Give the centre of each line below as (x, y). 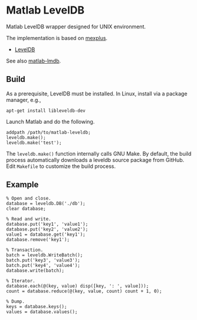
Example (22, 185)
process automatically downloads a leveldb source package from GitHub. (95, 160)
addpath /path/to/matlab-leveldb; (49, 132)
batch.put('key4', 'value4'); (43, 265)
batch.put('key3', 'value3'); (43, 260)
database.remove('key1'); (38, 239)
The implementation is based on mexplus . (57, 38)
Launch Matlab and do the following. (50, 121)
